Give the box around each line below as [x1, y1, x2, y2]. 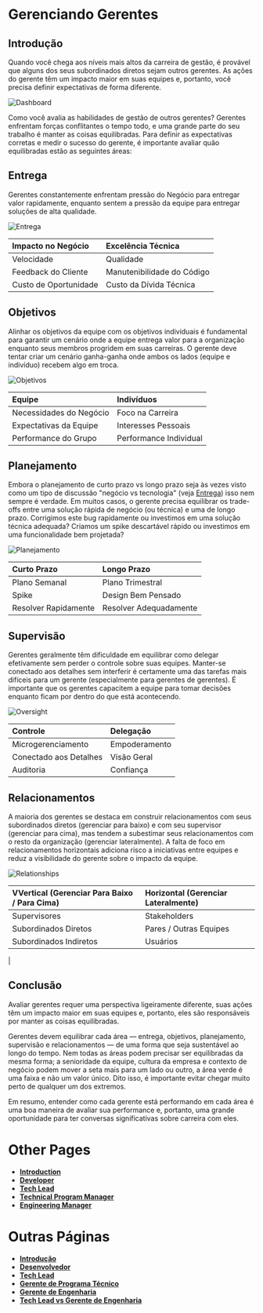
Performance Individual [117, 432, 204, 443]
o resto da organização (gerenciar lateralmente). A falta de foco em [8, 837, 225, 847]
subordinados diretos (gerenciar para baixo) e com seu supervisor [8, 820, 222, 830]
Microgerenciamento [12, 739, 88, 750]
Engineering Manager [19, 1200, 92, 1209]
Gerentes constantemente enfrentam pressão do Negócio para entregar [8, 190, 240, 199]
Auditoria [12, 764, 45, 775]
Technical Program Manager [19, 1191, 114, 1202]
